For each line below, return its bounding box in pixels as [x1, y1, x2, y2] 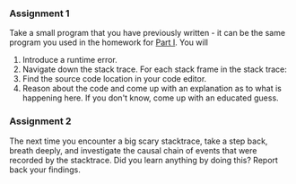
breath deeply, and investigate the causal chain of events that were [9, 145, 257, 155]
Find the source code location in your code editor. [22, 74, 207, 84]
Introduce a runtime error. [22, 55, 118, 66]
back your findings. [9, 164, 81, 175]
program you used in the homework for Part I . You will [9, 37, 209, 48]
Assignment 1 [9, 7, 70, 20]
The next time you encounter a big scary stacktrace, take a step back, [9, 136, 268, 146]
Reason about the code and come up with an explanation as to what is [22, 83, 283, 94]
